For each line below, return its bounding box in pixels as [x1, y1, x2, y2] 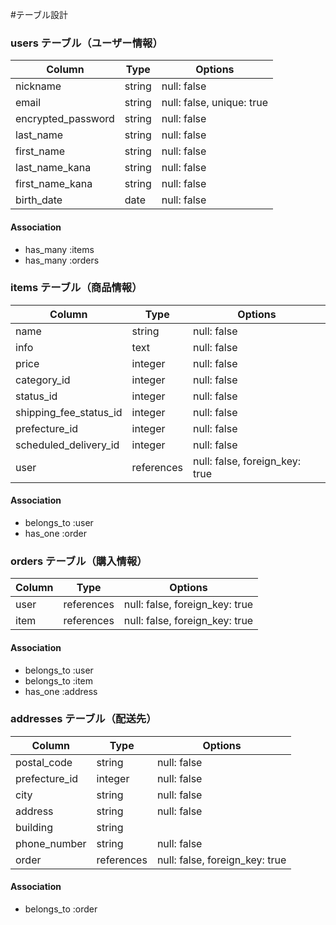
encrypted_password [15, 112, 115, 126]
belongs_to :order [24, 903, 98, 915]
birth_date [15, 193, 63, 207]
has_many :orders [24, 254, 100, 266]
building [15, 820, 53, 834]
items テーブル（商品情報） [10, 281, 143, 295]
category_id [15, 373, 71, 387]
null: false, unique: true [161, 96, 268, 110]
